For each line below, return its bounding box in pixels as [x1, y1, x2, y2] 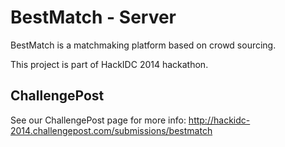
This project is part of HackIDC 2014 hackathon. [10, 58, 209, 70]
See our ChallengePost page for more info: [10, 114, 187, 126]
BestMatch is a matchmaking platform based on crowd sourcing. [10, 39, 277, 51]
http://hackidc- [188, 114, 251, 126]
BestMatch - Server [10, 6, 177, 29]
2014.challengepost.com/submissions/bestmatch [10, 124, 213, 136]
